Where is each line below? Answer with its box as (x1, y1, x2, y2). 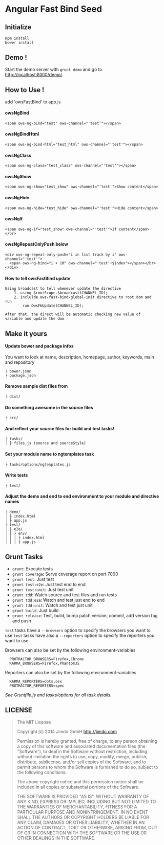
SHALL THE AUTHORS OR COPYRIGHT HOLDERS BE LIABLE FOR (17, 814, 149, 820)
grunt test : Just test (12, 576, 55, 582)
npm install (5, 36, 29, 41)
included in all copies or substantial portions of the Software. (17, 784, 140, 790)
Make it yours (5, 329, 47, 338)
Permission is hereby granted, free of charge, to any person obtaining (17, 738, 158, 744)
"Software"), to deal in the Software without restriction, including (17, 748, 147, 754)
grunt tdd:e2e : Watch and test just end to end (12, 597, 105, 603)
